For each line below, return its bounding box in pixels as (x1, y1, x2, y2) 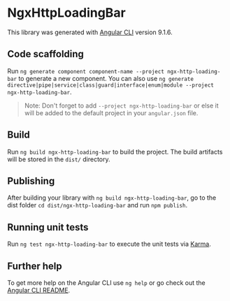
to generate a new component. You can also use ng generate (18, 74, 194, 82)
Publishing (7, 175, 55, 186)
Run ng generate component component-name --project (7, 66, 164, 75)
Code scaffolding (7, 48, 84, 60)
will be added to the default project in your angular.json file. (24, 108, 199, 117)
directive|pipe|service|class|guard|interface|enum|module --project (7, 82, 215, 89)
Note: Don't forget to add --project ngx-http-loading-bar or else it (24, 101, 219, 110)
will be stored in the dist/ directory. (7, 155, 110, 163)
